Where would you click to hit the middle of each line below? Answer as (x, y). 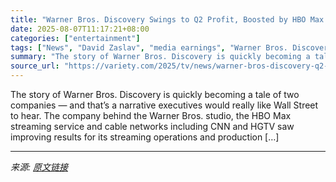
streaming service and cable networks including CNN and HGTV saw (152, 126)
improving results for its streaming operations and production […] (145, 137)
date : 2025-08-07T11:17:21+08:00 (80, 29)
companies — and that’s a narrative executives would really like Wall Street (164, 105)
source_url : (35, 66)
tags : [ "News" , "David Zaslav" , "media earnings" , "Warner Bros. (149, 47)
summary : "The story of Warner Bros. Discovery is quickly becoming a (160, 57)
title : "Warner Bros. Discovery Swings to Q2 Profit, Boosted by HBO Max (167, 19)
